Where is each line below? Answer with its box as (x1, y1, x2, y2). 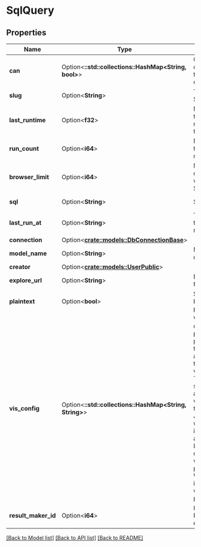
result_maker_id (9, 512, 56, 519)
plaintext (9, 297, 35, 306)
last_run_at (9, 219, 42, 226)
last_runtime (9, 116, 46, 124)
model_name (9, 249, 47, 258)
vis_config (9, 404, 40, 412)
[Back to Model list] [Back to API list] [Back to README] (6, 534, 144, 541)
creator (9, 263, 31, 271)
